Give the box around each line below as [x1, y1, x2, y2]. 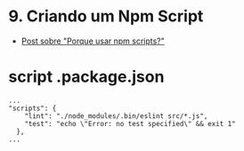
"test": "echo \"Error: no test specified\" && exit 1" [24, 119, 237, 128]
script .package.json [8, 67, 165, 87]
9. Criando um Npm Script [8, 6, 204, 27]
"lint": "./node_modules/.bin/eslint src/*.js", [24, 111, 208, 121]
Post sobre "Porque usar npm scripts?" [20, 36, 166, 46]
